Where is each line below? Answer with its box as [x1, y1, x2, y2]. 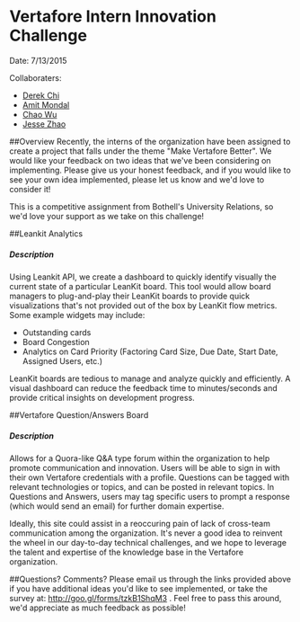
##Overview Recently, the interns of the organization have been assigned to [9, 136, 291, 147]
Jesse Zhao [22, 119, 66, 129]
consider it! [9, 183, 51, 194]
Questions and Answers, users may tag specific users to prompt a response [9, 491, 290, 502]
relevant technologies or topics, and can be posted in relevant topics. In [9, 481, 275, 492]
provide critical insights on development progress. [9, 392, 195, 403]
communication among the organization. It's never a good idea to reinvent [9, 528, 283, 538]
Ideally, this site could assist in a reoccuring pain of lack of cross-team [9, 518, 271, 529]
